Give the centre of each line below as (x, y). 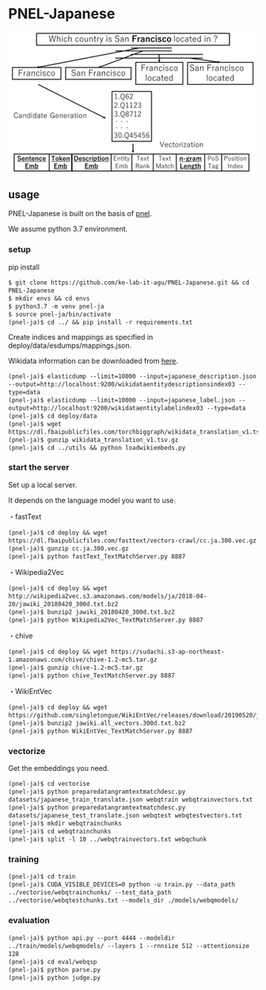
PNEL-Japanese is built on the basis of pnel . (80, 214)
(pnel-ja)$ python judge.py (55, 977)
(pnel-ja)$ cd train (42, 877)
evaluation (29, 920)
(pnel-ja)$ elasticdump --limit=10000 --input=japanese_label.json (122, 400)
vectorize (27, 751)
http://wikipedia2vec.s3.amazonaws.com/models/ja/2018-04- (108, 596)
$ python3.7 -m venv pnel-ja (56, 306)
